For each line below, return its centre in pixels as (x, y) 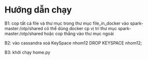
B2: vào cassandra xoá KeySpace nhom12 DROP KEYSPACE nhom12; (73, 43)
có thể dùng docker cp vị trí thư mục (80, 28)
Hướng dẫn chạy (38, 10)
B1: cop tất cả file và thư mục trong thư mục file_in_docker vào (67, 23)
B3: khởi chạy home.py (27, 52)
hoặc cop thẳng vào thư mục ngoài (79, 33)
